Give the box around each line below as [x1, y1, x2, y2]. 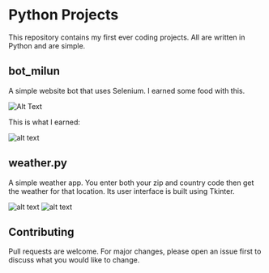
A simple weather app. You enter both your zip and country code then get [8, 178, 254, 187]
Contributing [8, 225, 75, 239]
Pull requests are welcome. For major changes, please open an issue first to [8, 246, 262, 256]
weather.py [8, 156, 67, 170]
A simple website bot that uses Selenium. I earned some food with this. [8, 86, 246, 95]
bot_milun [8, 65, 61, 78]
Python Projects [8, 6, 119, 24]
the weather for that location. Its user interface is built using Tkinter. [8, 186, 235, 195]
